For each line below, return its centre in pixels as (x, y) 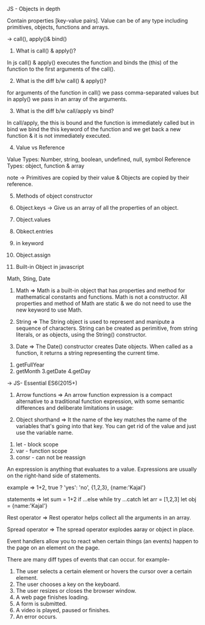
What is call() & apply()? (46, 51)
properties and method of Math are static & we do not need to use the (103, 303)
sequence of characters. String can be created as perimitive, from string (106, 328)
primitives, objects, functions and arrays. (58, 27)
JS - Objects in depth (34, 9)
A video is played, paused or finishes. (63, 610)
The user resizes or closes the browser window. (76, 591)
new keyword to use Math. (49, 310)
